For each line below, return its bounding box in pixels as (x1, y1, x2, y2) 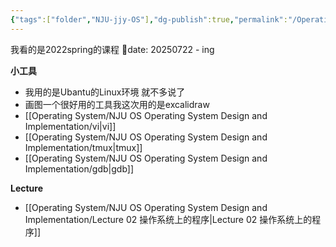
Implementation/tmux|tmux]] (24, 141, 143, 153)
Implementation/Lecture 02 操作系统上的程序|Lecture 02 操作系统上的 (24, 213, 313, 225)
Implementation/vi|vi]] (24, 120, 117, 132)
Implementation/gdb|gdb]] (24, 162, 135, 175)
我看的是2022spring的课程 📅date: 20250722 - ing (10, 43, 215, 55)
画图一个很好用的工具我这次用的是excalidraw (24, 98, 210, 110)
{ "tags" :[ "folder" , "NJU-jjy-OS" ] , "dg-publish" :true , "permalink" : (10, 14, 288, 25)
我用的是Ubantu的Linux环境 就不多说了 (24, 86, 186, 98)
